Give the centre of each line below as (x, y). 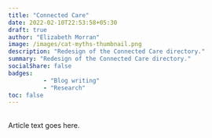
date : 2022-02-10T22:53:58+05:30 (63, 23)
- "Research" (64, 88)
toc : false (26, 95)
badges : (21, 73)
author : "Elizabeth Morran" (54, 37)
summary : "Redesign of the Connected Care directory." (100, 59)
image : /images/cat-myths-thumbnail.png (75, 44)
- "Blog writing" (71, 80)
